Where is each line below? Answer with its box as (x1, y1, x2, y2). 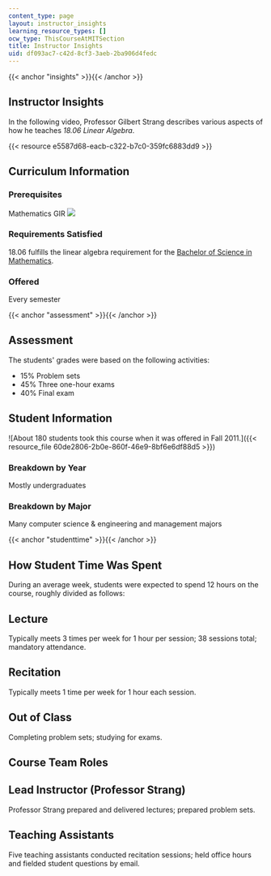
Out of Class (8, 711, 73, 724)
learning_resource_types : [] (8, 27, 107, 35)
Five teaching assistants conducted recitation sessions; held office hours (8, 849, 252, 860)
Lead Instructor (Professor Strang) (8, 784, 186, 797)
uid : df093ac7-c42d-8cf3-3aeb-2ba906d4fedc (8, 49, 158, 58)
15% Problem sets (19, 371, 81, 380)
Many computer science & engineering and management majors (8, 519, 222, 529)
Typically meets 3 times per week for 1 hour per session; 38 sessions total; (8, 633, 257, 643)
